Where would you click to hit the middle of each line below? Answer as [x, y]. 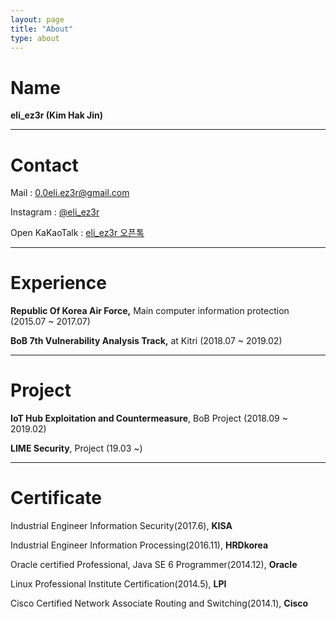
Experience [58, 283]
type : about [35, 38]
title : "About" [42, 29]
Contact [44, 165]
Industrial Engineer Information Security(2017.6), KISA [121, 526]
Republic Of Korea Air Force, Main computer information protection [150, 311]
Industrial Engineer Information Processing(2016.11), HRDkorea [139, 545]
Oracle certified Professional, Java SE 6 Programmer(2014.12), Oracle [154, 565]
